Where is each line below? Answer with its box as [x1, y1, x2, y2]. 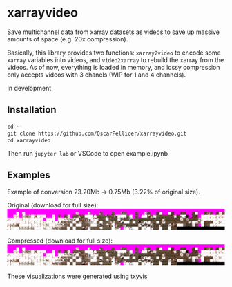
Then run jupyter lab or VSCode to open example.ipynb [7, 149, 168, 157]
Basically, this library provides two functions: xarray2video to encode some [7, 48, 221, 57]
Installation [7, 104, 57, 115]
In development [7, 84, 52, 92]
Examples [7, 169, 50, 181]
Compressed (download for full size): [7, 237, 113, 245]
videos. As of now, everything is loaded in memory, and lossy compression [7, 63, 220, 71]
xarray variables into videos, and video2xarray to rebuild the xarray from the [7, 55, 224, 64]
